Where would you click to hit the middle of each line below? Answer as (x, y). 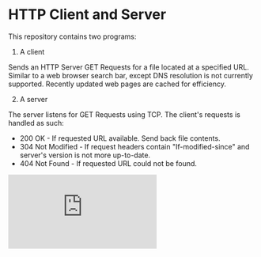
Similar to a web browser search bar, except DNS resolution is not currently (130, 75)
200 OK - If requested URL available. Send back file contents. (120, 138)
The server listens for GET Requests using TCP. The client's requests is (125, 114)
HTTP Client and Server (87, 15)
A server (34, 99)
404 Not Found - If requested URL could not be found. (108, 163)
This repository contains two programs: (72, 36)
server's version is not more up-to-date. (85, 155)
